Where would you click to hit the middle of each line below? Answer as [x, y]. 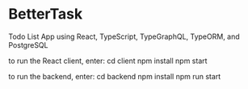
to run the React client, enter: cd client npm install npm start [108, 61]
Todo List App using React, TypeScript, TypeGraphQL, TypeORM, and [124, 36]
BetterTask [46, 14]
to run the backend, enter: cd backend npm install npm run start [115, 76]
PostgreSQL [28, 44]
